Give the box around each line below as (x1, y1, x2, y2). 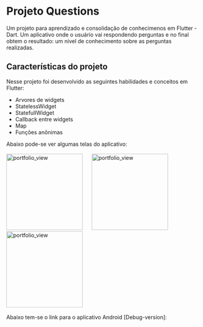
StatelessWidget (15, 102, 57, 110)
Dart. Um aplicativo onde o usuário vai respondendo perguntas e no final (6, 31, 189, 38)
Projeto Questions (6, 4, 99, 18)
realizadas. (6, 44, 34, 51)
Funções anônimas (15, 128, 63, 135)
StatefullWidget (15, 109, 55, 117)
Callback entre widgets (15, 115, 74, 123)
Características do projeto (6, 62, 108, 72)
